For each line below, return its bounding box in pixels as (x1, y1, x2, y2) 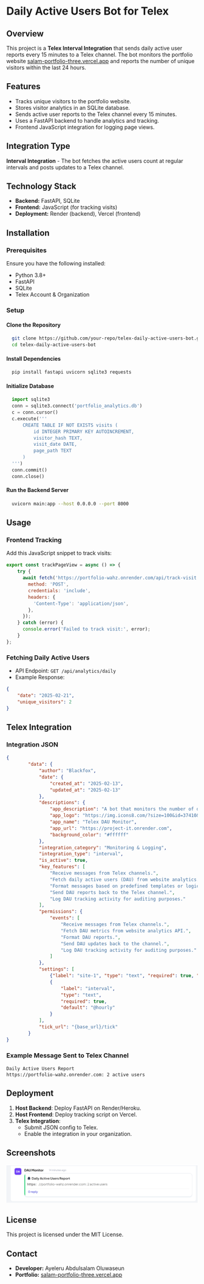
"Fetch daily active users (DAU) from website (49, 876, 170, 883)
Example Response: (15, 674, 65, 681)
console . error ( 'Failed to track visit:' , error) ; (22, 626, 151, 632)
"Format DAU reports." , (60, 934, 121, 940)
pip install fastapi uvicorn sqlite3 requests (12, 369, 132, 375)
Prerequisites (6, 246, 47, 254)
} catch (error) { (17, 620, 64, 626)
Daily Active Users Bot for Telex (6, 4, 169, 18)
